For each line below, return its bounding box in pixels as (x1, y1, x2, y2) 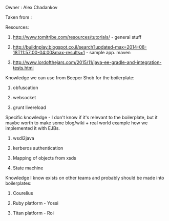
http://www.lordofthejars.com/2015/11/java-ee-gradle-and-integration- (12, 59, 162, 65)
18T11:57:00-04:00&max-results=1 (12, 50, 86, 55)
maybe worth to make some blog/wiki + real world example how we (5, 120, 148, 126)
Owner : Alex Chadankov (5, 5, 58, 10)
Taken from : (5, 14, 32, 20)
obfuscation (12, 84, 38, 91)
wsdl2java (12, 135, 34, 141)
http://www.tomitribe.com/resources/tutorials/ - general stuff (12, 34, 142, 40)
